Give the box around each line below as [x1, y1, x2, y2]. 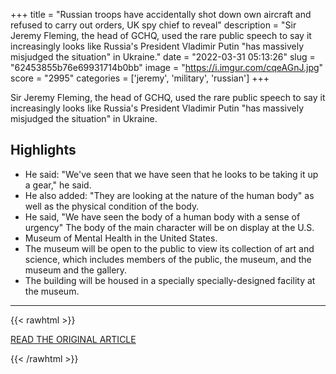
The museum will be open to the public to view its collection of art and [24, 242, 315, 254]
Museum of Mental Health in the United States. [24, 232, 218, 244]
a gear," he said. [24, 179, 92, 191]
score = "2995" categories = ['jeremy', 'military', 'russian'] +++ [10, 72, 270, 84]
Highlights [10, 142, 77, 159]
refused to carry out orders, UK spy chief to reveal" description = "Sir [10, 19, 297, 31]
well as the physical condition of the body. [24, 200, 200, 212]
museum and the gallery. [24, 264, 128, 276]
